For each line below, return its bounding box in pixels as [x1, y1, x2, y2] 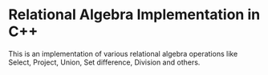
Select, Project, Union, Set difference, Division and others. [8, 57, 201, 67]
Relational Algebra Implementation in [8, 6, 261, 24]
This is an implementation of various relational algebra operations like [8, 49, 238, 58]
